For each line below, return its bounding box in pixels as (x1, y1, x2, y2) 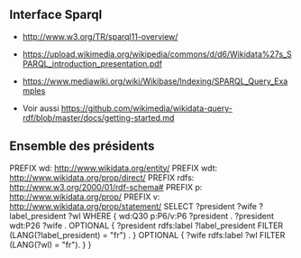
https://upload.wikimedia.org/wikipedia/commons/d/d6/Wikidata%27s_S (22, 49, 292, 60)
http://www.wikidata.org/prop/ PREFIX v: (9, 191, 160, 202)
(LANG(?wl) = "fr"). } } (9, 239, 92, 250)
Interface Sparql (9, 7, 103, 23)
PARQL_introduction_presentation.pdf (22, 58, 162, 69)
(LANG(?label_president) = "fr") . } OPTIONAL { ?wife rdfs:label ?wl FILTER (9, 229, 286, 240)
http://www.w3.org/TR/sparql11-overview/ (22, 31, 178, 41)
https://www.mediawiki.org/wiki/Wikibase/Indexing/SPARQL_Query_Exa (22, 76, 288, 87)
